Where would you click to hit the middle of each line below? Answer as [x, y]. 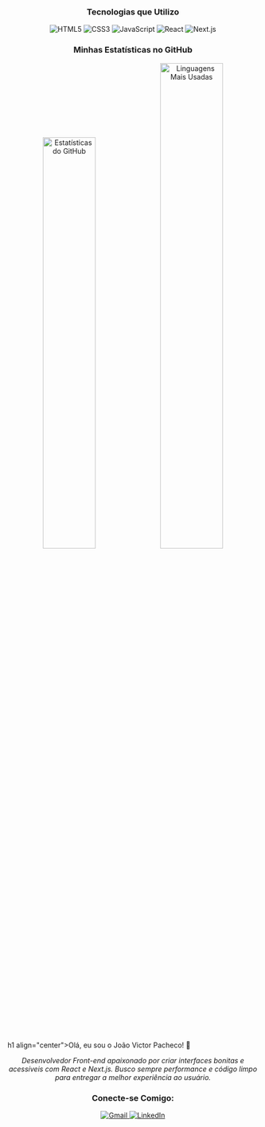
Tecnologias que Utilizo [133, 12]
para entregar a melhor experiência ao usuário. [133, 1077]
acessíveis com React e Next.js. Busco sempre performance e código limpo [133, 1069]
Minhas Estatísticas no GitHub [133, 50]
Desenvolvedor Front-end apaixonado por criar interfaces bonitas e [133, 1060]
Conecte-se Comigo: [133, 1098]
